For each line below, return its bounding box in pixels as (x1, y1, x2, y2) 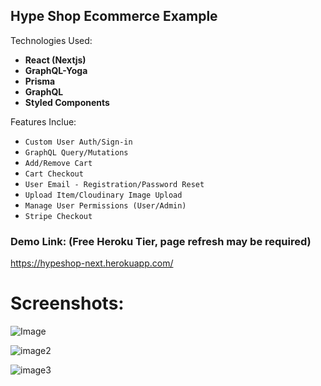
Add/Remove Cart (24, 158, 93, 168)
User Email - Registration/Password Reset (24, 179, 205, 189)
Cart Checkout (24, 169, 84, 179)
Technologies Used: (10, 34, 93, 46)
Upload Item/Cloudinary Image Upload (24, 190, 183, 200)
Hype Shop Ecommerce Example (10, 8, 218, 25)
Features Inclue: (10, 115, 77, 128)
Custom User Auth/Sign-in (24, 137, 133, 147)
